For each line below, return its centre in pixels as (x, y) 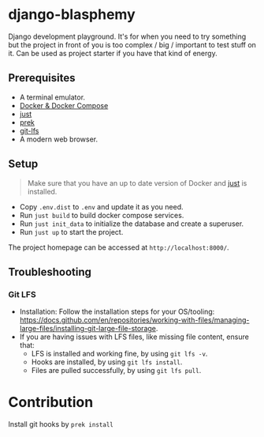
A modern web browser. (59, 139)
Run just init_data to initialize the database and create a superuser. (132, 224)
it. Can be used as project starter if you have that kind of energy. (113, 53)
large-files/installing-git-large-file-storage (87, 329)
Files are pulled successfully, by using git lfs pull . (116, 371)
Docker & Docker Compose (64, 105)
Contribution (51, 403)
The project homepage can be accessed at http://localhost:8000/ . (119, 247)
